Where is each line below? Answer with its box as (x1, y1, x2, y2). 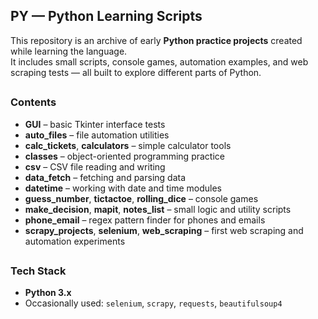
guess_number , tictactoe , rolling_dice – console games (24, 192, 259, 204)
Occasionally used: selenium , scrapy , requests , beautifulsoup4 (24, 297, 283, 309)
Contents (10, 95, 57, 109)
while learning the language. (10, 45, 128, 57)
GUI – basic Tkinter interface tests (24, 118, 166, 130)
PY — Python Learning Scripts (10, 8, 203, 25)
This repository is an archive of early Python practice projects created (10, 34, 303, 46)
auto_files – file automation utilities (24, 129, 170, 141)
